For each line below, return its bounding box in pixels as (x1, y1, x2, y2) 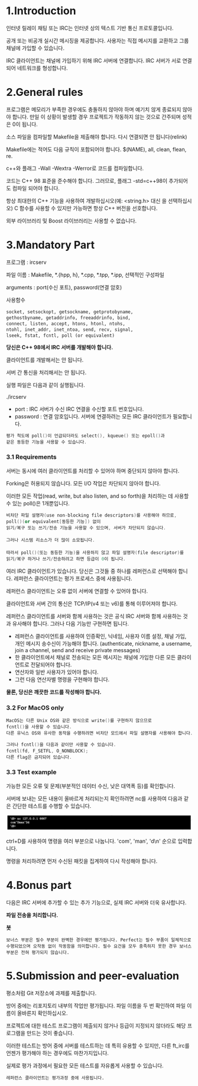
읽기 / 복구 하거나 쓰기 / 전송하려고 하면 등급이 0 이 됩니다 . (6, 556, 126, 562)
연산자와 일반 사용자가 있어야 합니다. (14, 668, 99, 675)
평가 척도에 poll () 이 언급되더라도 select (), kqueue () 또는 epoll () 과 (6, 433, 165, 439)
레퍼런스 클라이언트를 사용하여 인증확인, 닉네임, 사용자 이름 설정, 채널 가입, (14, 632, 187, 640)
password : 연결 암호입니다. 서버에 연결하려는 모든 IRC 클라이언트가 (14, 413, 172, 420)
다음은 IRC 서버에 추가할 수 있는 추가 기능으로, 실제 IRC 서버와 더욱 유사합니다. (6, 898, 187, 906)
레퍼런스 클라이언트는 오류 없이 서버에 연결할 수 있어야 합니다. (6, 587, 148, 594)
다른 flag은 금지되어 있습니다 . (6, 754, 72, 760)
